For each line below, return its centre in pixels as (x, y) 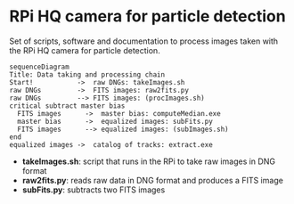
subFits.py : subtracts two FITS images (94, 190)
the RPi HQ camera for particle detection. (85, 50)
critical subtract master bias (67, 106)
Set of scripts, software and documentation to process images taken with (144, 41)
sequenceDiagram (39, 67)
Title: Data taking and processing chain (87, 74)
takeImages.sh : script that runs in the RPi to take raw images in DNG (149, 161)
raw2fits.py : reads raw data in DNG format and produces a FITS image (152, 180)
